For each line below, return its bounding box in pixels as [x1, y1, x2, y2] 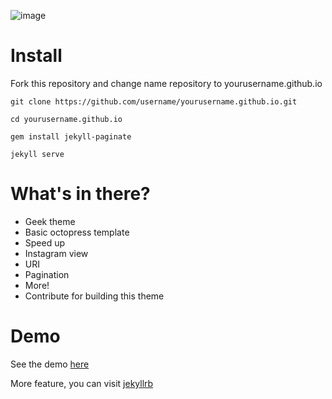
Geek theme [24, 215, 76, 227]
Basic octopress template [24, 226, 130, 238]
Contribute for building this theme [24, 290, 165, 302]
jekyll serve [10, 149, 65, 159]
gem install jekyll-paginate [10, 131, 132, 142]
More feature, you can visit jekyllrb [10, 377, 154, 389]
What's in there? [10, 183, 151, 205]
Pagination [24, 268, 70, 280]
